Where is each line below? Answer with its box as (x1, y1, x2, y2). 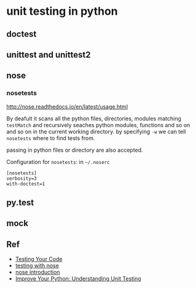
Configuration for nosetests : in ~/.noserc (6, 158, 110, 165)
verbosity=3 (6, 175, 37, 182)
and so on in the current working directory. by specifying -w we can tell (6, 128, 186, 135)
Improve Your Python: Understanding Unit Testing (15, 275, 141, 282)
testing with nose (15, 262, 60, 270)
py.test (6, 198, 34, 208)
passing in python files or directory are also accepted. (6, 146, 143, 154)
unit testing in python (6, 4, 118, 18)
